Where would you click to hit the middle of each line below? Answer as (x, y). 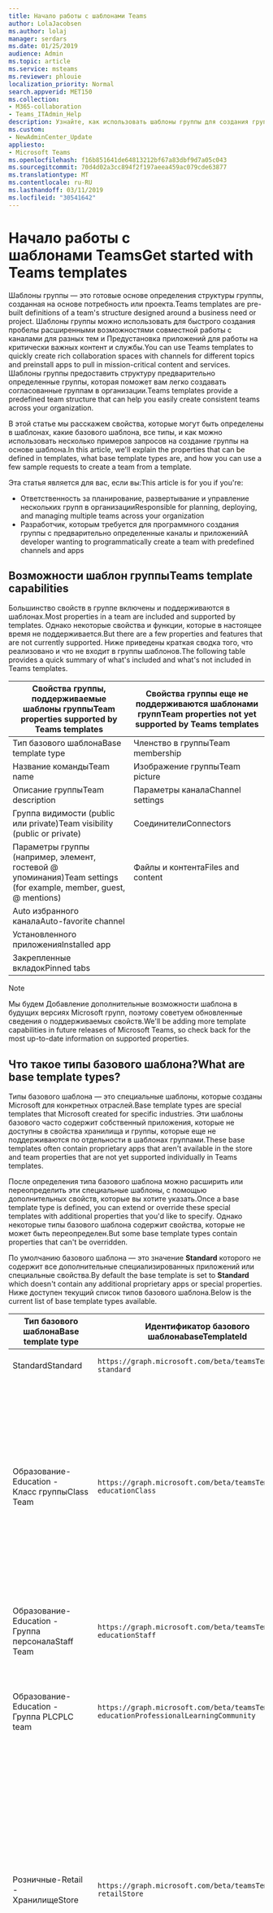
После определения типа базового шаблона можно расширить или (126, 1182)
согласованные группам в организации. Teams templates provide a (123, 390)
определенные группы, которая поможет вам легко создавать (117, 382)
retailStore (120, 1894)
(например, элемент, (54, 858)
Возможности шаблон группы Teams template (131, 575)
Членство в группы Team (182, 744)
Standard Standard (48, 1366)
